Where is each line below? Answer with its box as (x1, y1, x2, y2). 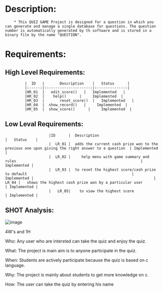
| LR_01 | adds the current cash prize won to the (48, 141, 159, 146)
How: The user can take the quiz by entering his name (5, 281, 114, 287)
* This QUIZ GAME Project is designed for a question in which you (14, 20, 154, 24)
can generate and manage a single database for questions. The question (5, 23, 156, 29)
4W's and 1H (5, 228, 31, 234)
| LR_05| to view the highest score (48, 188, 134, 194)
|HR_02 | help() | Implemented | (24, 94, 123, 99)
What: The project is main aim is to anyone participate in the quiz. (5, 247, 137, 253)
